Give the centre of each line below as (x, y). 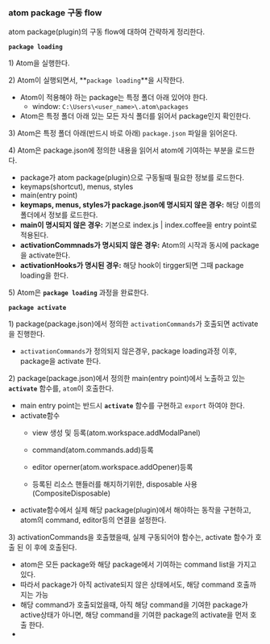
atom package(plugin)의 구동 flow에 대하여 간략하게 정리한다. (107, 32)
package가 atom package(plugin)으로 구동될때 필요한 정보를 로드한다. (132, 178)
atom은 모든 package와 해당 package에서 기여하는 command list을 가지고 (138, 565)
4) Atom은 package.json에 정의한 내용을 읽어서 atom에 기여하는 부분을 (121, 150)
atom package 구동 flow (55, 12)
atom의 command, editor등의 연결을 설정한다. (93, 520)
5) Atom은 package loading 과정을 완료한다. (79, 293)
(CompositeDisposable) (71, 493)
